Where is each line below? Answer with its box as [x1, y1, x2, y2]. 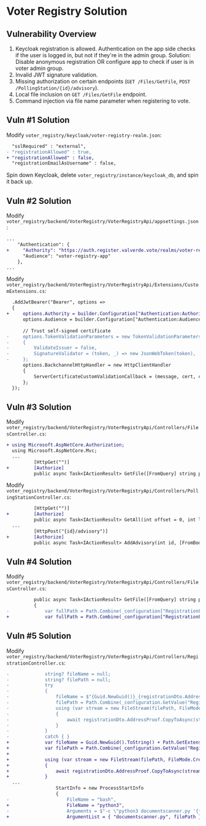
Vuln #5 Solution [6, 631, 72, 641]
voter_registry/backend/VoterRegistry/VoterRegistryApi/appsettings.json [6, 219, 199, 225]
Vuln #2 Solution [6, 195, 72, 206]
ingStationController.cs [6, 494, 70, 501]
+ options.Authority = [6, 311, 75, 317]
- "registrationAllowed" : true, [6, 149, 92, 155]
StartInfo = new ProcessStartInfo [55, 785, 144, 792]
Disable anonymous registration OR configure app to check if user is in [15, 58, 194, 65]
